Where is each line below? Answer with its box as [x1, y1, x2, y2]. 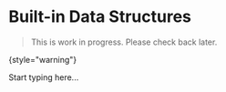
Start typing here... [8, 71, 79, 83]
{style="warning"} [8, 54, 77, 65]
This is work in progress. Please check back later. [30, 36, 218, 47]
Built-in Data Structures [8, 6, 192, 27]
